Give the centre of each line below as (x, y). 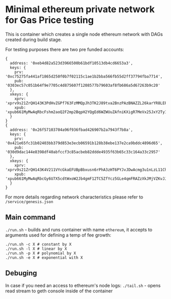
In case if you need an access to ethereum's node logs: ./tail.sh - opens (83, 285)
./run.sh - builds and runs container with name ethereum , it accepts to (79, 229)
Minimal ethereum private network (80, 9)
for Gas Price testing (50, 20)
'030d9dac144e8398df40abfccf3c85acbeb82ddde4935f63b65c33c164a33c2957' (83, 152)
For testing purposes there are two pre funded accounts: (65, 49)
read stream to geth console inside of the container (59, 291)
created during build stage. (34, 40)
